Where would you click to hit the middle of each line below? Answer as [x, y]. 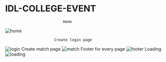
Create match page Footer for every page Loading [91, 49]
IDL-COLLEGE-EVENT [51, 9]
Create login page [73, 40]
